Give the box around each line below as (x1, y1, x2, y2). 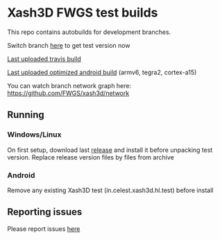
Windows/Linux (7, 130, 62, 139)
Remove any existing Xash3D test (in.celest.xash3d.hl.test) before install (7, 186, 214, 194)
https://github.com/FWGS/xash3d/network (7, 89, 130, 97)
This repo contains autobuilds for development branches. (7, 28, 171, 36)
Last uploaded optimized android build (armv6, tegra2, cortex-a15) (7, 68, 197, 76)
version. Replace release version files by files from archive (7, 153, 175, 161)
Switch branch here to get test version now (7, 41, 130, 49)
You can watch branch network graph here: (7, 81, 132, 89)
